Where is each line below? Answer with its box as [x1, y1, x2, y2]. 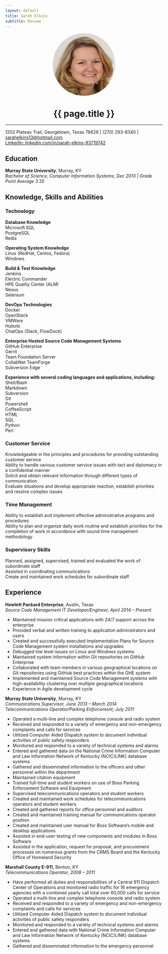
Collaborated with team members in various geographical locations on [12, 664, 157, 670]
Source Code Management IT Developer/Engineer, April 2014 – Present [5, 607, 151, 613]
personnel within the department [12, 769, 80, 775]
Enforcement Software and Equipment [12, 785, 91, 791]
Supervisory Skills [5, 546, 51, 553]
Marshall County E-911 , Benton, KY [5, 864, 78, 870]
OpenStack [5, 312, 28, 318]
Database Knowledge [5, 219, 51, 225]
